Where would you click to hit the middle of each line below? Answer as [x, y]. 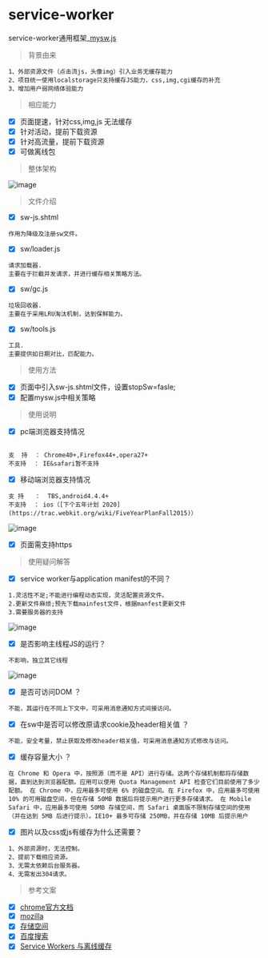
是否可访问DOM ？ [50, 691]
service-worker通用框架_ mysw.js [62, 38]
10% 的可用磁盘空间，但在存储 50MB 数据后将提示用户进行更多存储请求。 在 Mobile [130, 799]
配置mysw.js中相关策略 [58, 397]
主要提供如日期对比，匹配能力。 [53, 354]
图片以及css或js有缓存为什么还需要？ [81, 832]
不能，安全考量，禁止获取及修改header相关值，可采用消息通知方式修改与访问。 [120, 741]
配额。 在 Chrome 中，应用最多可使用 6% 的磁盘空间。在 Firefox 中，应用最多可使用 [134, 791]
